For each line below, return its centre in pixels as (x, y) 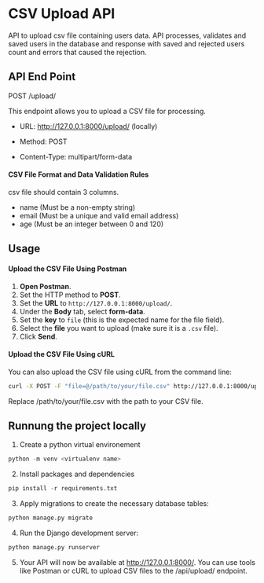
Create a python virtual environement (80, 445)
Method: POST (43, 141)
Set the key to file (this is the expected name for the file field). (122, 320)
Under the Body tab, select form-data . (82, 311)
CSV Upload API (62, 14)
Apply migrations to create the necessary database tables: (114, 504)
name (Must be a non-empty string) (77, 207)
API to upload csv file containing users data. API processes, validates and (127, 35)
